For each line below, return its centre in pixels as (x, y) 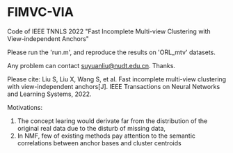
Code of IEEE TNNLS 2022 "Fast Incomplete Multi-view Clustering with (109, 31)
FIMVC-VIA (41, 12)
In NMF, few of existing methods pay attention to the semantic (106, 136)
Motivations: (25, 107)
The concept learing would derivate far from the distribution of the (112, 121)
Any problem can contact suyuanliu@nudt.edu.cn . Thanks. (91, 65)
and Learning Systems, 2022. (49, 94)
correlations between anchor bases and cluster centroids (99, 143)
